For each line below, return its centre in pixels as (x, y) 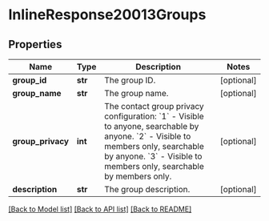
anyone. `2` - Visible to (147, 136)
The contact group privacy (154, 106)
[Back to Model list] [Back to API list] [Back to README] (100, 209)
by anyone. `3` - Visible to (153, 156)
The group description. (147, 189)
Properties (35, 44)
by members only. (138, 176)
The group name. (136, 93)
